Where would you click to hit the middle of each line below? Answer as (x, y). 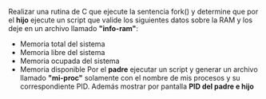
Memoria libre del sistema (62, 52)
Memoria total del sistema (62, 44)
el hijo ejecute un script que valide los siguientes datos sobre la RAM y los (131, 20)
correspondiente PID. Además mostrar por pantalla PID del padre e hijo (137, 86)
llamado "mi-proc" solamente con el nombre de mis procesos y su (130, 78)
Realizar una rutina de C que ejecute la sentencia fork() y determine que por (133, 12)
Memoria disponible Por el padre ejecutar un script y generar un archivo (139, 69)
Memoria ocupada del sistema (69, 61)
